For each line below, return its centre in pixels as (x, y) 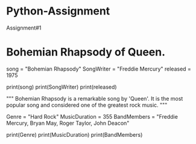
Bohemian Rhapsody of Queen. (86, 52)
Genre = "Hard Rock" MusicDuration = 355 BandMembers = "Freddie (92, 116)
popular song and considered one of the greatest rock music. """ (87, 105)
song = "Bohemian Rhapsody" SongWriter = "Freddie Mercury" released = (99, 69)
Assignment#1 (24, 28)
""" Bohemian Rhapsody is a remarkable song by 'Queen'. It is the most (95, 98)
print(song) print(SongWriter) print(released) (62, 87)
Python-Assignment (58, 11)
